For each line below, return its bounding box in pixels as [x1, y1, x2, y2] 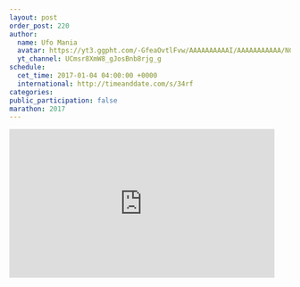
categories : [9, 87, 54, 96]
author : [9, 29, 38, 38]
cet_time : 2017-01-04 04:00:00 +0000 [17, 71, 158, 80]
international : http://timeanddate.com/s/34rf [17, 79, 194, 88]
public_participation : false [9, 95, 118, 105]
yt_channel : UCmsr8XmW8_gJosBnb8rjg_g [17, 54, 162, 63]
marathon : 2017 [9, 104, 66, 113]
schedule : [9, 63, 46, 72]
